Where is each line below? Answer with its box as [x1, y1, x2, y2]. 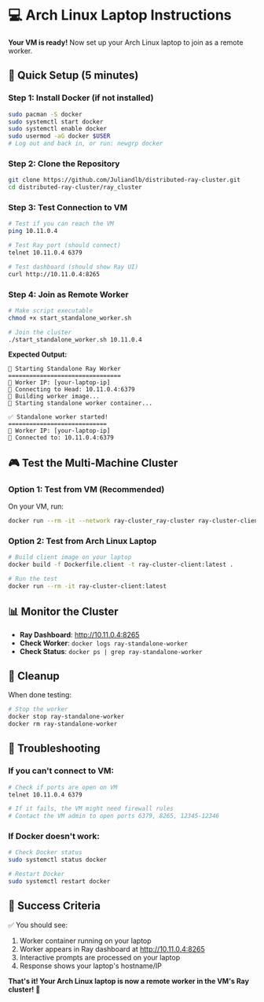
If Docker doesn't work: [8, 831, 100, 842]
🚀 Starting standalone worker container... [8, 399, 153, 408]
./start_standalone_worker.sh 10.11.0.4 [8, 335, 143, 343]
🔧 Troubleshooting [8, 741, 101, 756]
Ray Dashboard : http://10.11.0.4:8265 [19, 630, 140, 639]
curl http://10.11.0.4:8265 [8, 270, 101, 278]
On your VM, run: [8, 501, 64, 512]
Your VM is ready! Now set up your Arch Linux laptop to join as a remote [8, 37, 244, 47]
